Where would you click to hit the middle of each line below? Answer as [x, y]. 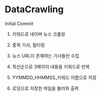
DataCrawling [34, 9]
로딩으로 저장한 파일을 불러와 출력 [45, 88]
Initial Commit [19, 23]
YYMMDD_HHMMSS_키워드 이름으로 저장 [54, 77]
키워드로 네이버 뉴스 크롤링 [39, 34]
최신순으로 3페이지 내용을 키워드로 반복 [51, 66]
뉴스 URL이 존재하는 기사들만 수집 [46, 56]
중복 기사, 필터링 [28, 45]
